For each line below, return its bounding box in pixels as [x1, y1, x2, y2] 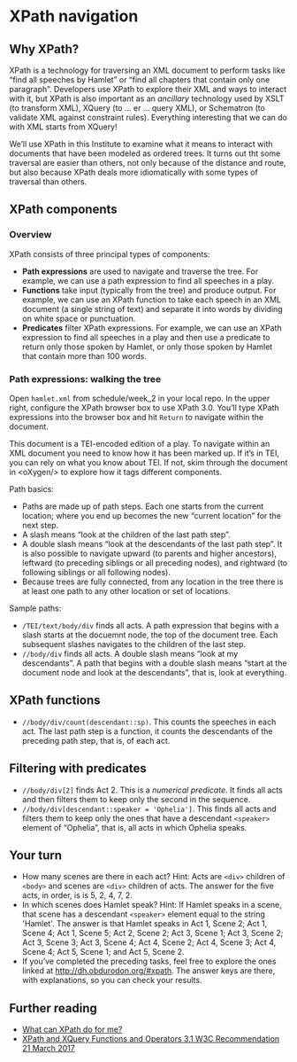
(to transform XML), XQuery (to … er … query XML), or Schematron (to [9, 103, 265, 113]
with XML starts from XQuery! [9, 121, 118, 132]
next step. [21, 519, 59, 530]
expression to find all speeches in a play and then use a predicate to [21, 332, 270, 342]
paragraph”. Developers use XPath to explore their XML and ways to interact [9, 84, 287, 94]
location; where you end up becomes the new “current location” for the [21, 510, 281, 520]
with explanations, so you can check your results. [21, 975, 202, 986]
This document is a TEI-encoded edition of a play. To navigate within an [9, 438, 270, 449]
